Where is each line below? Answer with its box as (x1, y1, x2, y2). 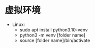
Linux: (12, 21, 25, 27)
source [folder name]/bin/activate (19, 37, 90, 43)
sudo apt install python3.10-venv (19, 26, 88, 32)
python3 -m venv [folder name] (19, 32, 86, 38)
